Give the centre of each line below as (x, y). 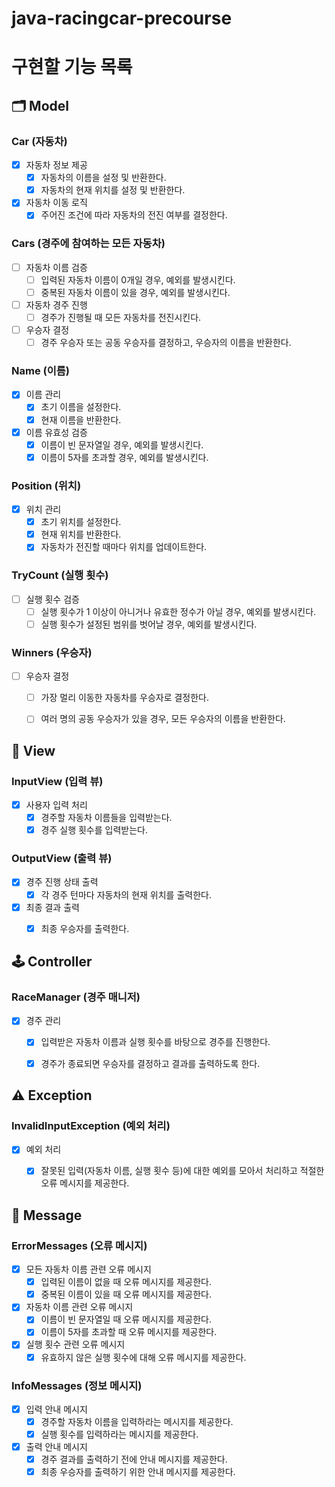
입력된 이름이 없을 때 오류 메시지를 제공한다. (126, 1282)
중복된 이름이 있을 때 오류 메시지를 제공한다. (126, 1294)
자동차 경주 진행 (56, 304)
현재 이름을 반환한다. (81, 419)
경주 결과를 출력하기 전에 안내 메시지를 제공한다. (134, 1459)
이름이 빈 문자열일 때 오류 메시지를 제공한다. (126, 1319)
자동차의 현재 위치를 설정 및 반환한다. (113, 190)
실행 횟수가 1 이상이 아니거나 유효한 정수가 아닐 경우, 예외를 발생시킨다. (178, 611)
